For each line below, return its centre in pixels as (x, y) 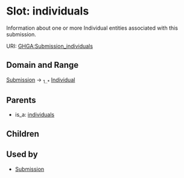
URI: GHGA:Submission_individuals (50, 46)
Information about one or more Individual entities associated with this (92, 28)
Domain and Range (43, 65)
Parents (21, 100)
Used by (22, 155)
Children (23, 133)
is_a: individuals (35, 115)
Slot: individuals (48, 11)
